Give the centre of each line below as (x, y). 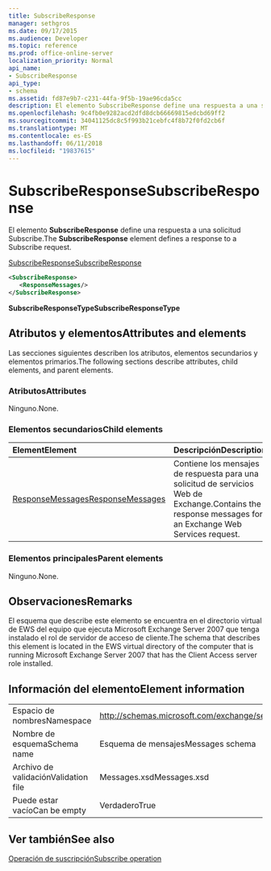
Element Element (45, 450)
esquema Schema (46, 744)
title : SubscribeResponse (52, 16)
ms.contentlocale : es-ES (50, 135)
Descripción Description (220, 450)
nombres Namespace (52, 721)
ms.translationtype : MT (48, 128)
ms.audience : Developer (48, 38)
